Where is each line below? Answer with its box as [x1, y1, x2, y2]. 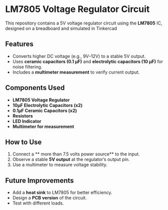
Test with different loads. [12, 200, 64, 206]
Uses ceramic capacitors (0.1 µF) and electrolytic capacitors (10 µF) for [12, 58, 163, 64]
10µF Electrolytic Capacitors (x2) [12, 102, 83, 108]
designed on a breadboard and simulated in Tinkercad [5, 25, 117, 31]
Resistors [12, 112, 33, 118]
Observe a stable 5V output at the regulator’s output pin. [12, 156, 130, 162]
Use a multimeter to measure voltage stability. [12, 161, 108, 168]
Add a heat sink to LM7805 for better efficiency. [12, 189, 113, 195]
